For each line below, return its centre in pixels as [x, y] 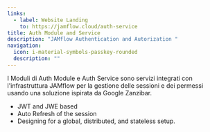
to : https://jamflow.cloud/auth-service [79, 26]
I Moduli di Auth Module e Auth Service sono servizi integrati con [100, 78]
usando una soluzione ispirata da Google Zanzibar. [80, 93]
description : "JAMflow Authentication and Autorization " [93, 39]
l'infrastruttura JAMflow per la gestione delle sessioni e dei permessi [105, 85]
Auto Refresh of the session [57, 113]
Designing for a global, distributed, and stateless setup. [96, 121]
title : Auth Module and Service [54, 33]
